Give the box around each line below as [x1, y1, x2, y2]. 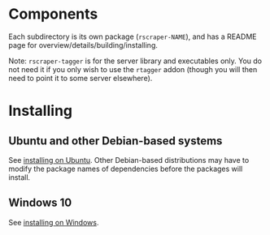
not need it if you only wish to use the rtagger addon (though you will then [8, 64, 258, 74]
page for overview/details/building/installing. [8, 40, 159, 49]
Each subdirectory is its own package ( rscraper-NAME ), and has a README [8, 32, 257, 41]
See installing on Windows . [8, 217, 99, 227]
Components [8, 5, 98, 23]
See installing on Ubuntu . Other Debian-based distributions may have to [8, 155, 250, 164]
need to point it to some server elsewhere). [8, 73, 153, 83]
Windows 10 [8, 196, 72, 210]
